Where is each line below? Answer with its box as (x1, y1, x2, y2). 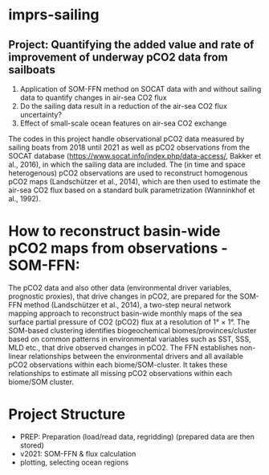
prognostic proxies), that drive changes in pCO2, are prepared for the (8, 291, 238, 301)
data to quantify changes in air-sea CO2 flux (19, 93, 167, 102)
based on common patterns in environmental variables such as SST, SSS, (8, 334, 251, 344)
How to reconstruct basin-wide (8, 222, 221, 241)
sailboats (8, 63, 56, 76)
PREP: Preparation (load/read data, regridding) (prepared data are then (19, 432, 255, 441)
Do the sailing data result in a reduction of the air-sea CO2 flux (19, 101, 227, 110)
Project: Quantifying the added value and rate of (8, 38, 255, 52)
